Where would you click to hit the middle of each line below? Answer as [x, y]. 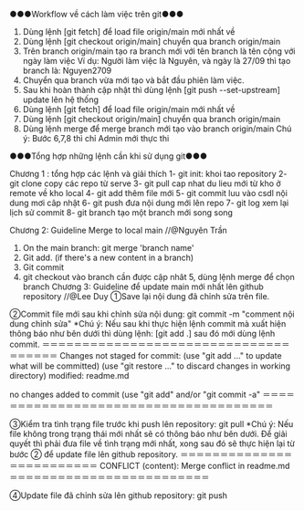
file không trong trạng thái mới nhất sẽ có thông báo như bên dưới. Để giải [148, 434]
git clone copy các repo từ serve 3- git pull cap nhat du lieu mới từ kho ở [145, 183]
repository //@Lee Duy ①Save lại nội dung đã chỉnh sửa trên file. [146, 296]
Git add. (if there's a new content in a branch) [108, 257]
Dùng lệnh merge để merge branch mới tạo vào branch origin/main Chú [157, 129]
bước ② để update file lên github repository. [94, 454]
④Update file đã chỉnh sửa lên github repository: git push [119, 495]
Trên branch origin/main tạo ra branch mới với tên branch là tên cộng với [159, 51]
